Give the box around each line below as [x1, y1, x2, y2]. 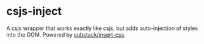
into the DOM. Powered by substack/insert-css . [6, 31, 126, 38]
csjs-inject [6, 4, 62, 18]
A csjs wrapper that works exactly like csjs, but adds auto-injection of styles [6, 24, 199, 32]
